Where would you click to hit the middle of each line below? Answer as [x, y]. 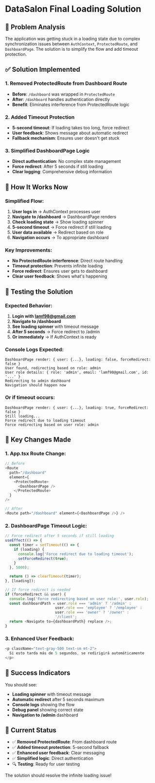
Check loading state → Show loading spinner [58, 222]
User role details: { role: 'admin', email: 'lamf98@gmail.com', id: [77, 372]
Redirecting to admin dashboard [38, 381]
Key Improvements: [29, 250]
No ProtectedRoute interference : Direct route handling [67, 261]
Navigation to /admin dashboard [45, 715]
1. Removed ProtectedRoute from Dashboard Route [66, 83]
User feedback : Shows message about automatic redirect [70, 133]
